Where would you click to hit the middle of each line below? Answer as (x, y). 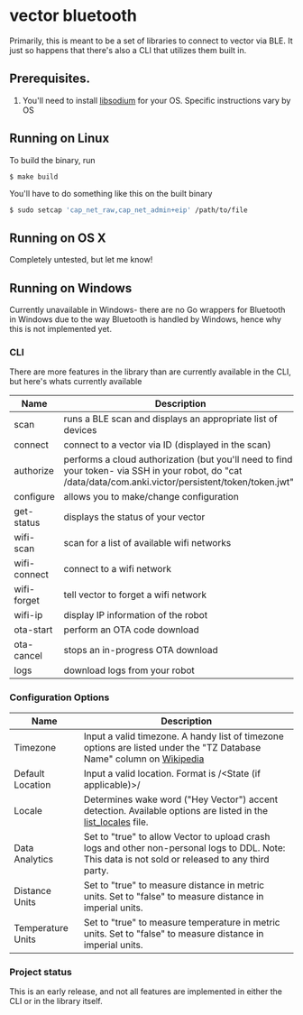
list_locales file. (116, 822)
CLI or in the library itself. (56, 1001)
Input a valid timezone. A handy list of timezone (184, 736)
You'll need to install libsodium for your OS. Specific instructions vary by (156, 100)
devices (80, 430)
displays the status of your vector (134, 517)
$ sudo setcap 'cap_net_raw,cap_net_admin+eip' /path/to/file (129, 210)
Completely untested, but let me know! (81, 260)
